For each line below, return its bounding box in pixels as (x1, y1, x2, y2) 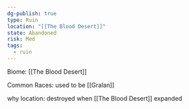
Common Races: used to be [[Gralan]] (7, 81, 115, 89)
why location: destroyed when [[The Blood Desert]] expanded (7, 94, 183, 102)
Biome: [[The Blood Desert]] (7, 67, 87, 76)
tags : (7, 42, 23, 49)
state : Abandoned (7, 29, 57, 37)
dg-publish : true (7, 10, 57, 17)
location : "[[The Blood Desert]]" (7, 23, 107, 30)
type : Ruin (7, 17, 38, 23)
